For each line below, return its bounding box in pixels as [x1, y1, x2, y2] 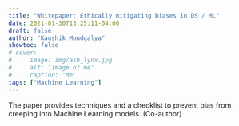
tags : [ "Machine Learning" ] [8, 78, 102, 86]
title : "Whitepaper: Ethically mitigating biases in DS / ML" [8, 11, 220, 20]
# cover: [8, 49, 38, 57]
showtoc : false [8, 41, 59, 49]
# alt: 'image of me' [8, 64, 94, 72]
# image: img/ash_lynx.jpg [8, 57, 113, 65]
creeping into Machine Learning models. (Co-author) [8, 108, 182, 118]
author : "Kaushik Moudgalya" [8, 33, 106, 42]
